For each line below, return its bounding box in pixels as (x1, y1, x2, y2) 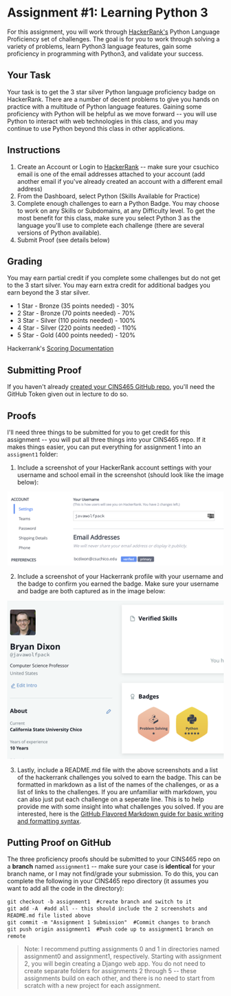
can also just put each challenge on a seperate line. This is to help (16, 795, 204, 803)
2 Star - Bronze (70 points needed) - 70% (16, 309, 135, 317)
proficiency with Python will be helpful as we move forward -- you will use (7, 109, 217, 118)
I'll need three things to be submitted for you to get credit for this (7, 428, 190, 436)
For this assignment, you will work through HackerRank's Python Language (7, 28, 220, 36)
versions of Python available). (16, 229, 102, 237)
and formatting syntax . (16, 817, 82, 825)
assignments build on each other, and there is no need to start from (23, 974, 215, 982)
